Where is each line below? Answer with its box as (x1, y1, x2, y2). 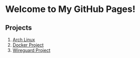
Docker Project (12, 42, 44, 48)
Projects (5, 23, 32, 32)
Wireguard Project (12, 47, 50, 53)
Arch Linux (12, 36, 35, 42)
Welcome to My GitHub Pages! (5, 3, 136, 15)
